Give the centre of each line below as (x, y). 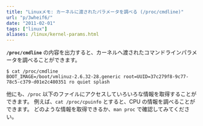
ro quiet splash (90, 82)
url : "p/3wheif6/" (29, 18)
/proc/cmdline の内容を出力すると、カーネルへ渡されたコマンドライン (94, 53)
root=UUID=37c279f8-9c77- (156, 77)
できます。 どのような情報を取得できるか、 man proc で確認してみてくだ (95, 109)
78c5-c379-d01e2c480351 (36, 82)
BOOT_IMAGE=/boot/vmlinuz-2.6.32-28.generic (64, 77)
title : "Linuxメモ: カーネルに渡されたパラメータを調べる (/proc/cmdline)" (95, 12)
